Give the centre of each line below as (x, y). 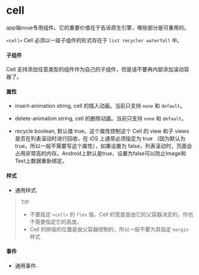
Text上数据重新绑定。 (41, 161)
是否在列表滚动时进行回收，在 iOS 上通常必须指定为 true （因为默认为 (100, 139)
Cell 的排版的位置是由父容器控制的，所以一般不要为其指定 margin (109, 229)
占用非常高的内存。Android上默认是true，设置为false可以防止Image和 (100, 154)
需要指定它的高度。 (58, 221)
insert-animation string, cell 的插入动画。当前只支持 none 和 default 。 (100, 106)
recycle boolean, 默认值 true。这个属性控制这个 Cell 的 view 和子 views (102, 131)
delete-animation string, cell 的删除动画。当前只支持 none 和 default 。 (101, 118)
